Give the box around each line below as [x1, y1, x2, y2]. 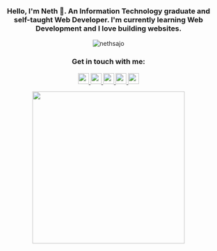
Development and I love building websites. [35, 24, 182, 33]
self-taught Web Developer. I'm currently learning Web [13, 15, 204, 24]
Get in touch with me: [71, 57, 146, 67]
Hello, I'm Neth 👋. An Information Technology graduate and [6, 6, 211, 16]
